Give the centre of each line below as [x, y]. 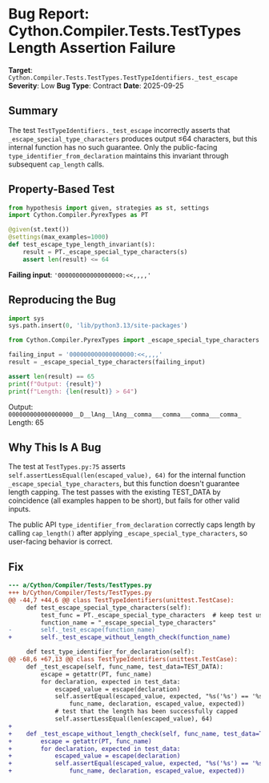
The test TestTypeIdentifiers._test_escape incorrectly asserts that [119, 130]
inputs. [20, 509]
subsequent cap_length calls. [56, 164]
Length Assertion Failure [92, 48]
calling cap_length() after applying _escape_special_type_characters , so [128, 533]
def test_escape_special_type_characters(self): [109, 608]
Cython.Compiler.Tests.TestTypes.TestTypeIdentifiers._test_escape [123, 78]
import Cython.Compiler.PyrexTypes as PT [78, 215]
